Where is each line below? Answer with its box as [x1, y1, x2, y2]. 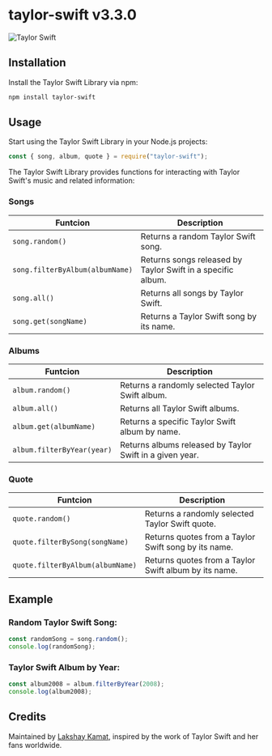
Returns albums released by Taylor [120, 439, 253, 450]
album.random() [12, 385, 71, 394]
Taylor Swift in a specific [140, 264, 234, 275]
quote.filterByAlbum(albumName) [12, 561, 138, 570]
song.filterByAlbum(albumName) [12, 265, 134, 274]
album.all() [12, 403, 59, 413]
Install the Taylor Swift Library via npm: [8, 77, 138, 87]
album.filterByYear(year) [12, 445, 113, 454]
